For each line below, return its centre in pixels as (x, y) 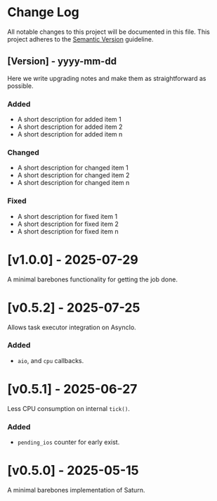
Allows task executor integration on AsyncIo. (72, 327)
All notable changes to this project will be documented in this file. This (109, 32)
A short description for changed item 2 (73, 175)
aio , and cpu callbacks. (51, 360)
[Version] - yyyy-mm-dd (62, 62)
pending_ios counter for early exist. (68, 442)
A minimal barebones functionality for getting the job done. (92, 279)
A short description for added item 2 (70, 127)
